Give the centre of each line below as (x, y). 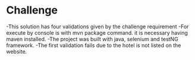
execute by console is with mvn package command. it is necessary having (97, 32)
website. (17, 51)
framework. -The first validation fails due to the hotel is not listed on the (94, 45)
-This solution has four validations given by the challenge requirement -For (97, 26)
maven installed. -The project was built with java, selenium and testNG (92, 39)
